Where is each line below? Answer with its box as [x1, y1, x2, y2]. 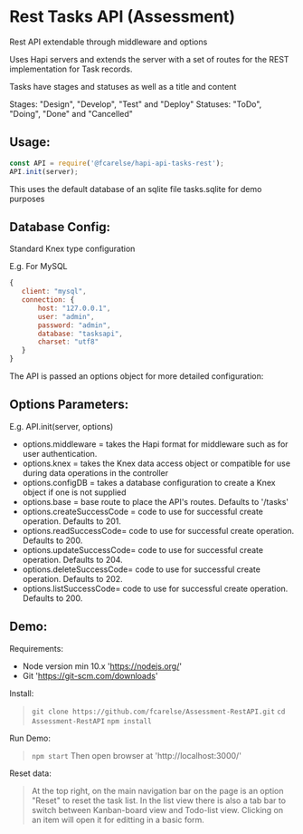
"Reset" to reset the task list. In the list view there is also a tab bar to [31, 795, 287, 806]
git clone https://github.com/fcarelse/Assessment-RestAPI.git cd [31, 707, 286, 716]
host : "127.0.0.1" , [37, 304, 111, 313]
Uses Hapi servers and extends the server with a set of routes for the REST [9, 53, 289, 64]
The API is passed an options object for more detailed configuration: [9, 371, 264, 382]
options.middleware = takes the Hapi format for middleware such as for [22, 438, 289, 450]
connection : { [21, 296, 75, 305]
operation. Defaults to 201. [22, 515, 122, 527]
